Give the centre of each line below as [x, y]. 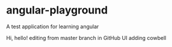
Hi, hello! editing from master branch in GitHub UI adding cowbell [86, 38]
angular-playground [57, 10]
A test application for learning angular [53, 26]
